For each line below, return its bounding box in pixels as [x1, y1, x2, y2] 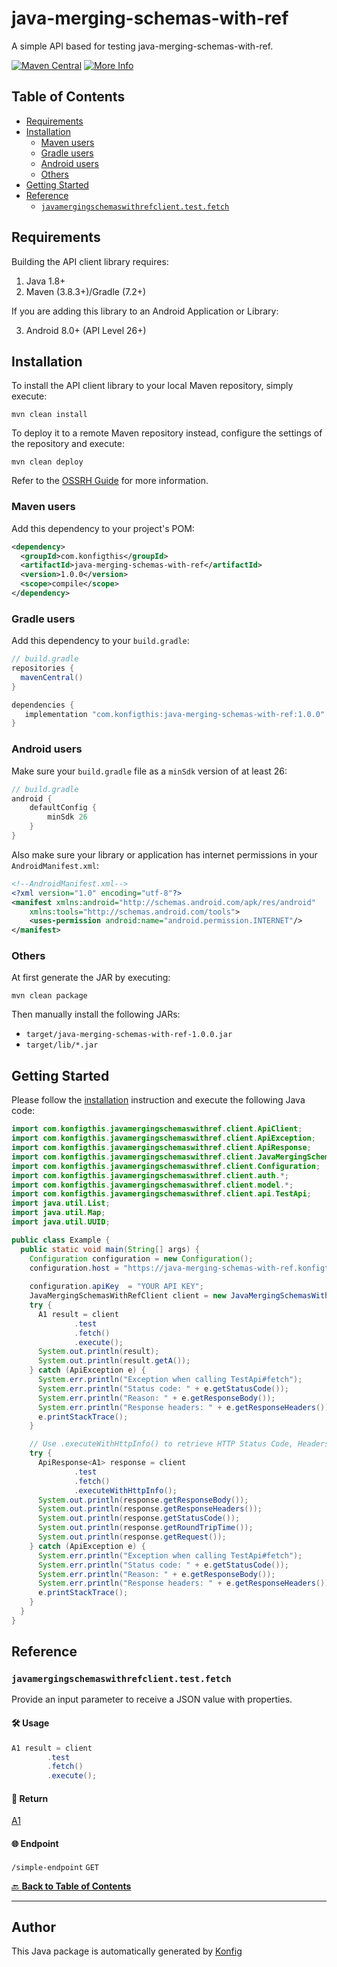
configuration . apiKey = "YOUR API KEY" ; [29, 1282, 204, 1292]
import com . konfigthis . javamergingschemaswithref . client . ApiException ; [11, 1133, 316, 1144]
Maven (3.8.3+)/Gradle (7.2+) [25, 285, 147, 297]
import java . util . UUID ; [11, 1217, 111, 1227]
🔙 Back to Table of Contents [11, 1880, 132, 1892]
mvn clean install [11, 410, 88, 420]
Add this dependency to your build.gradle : [11, 635, 190, 647]
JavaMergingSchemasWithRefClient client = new [29, 1291, 227, 1301]
